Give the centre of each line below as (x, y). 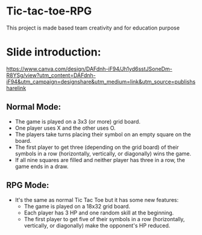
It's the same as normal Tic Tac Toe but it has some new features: (97, 199)
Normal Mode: (34, 107)
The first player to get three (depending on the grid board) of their (97, 147)
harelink (16, 88)
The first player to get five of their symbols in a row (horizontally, (104, 219)
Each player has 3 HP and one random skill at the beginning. (99, 213)
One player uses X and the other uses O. (65, 128)
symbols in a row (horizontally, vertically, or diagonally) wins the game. (103, 153)
